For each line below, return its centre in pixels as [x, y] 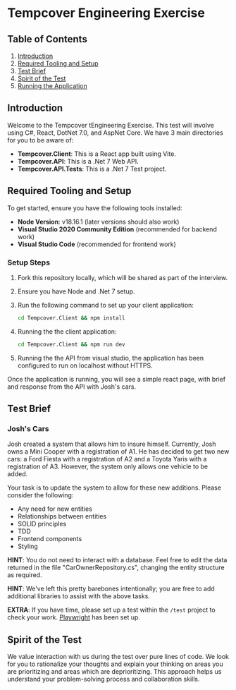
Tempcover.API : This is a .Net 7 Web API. [78, 161]
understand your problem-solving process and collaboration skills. [104, 679]
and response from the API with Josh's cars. [72, 387]
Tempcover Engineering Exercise [106, 13]
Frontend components [50, 539]
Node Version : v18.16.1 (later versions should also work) [98, 222]
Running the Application [52, 86]
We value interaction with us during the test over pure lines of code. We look [118, 657]
